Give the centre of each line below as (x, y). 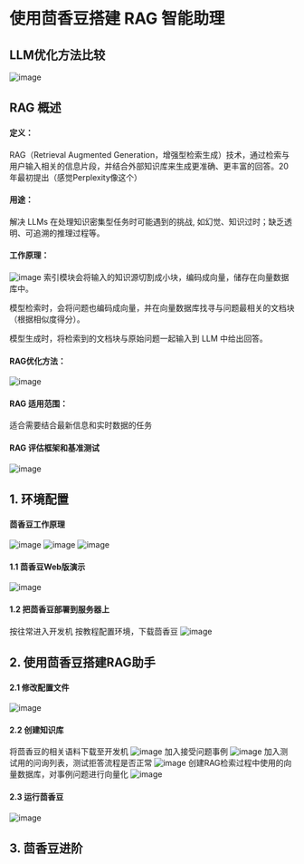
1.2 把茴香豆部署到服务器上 (60, 609)
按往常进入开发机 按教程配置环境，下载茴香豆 (94, 631)
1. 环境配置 (39, 499)
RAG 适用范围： (38, 403)
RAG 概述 (35, 108)
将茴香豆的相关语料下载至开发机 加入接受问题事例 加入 (145, 752)
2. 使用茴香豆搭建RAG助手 (82, 662)
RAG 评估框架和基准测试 (54, 448)
